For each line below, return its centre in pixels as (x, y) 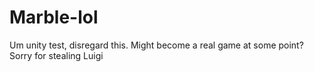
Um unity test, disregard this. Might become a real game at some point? (156, 45)
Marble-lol (54, 17)
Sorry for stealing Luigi (56, 55)
